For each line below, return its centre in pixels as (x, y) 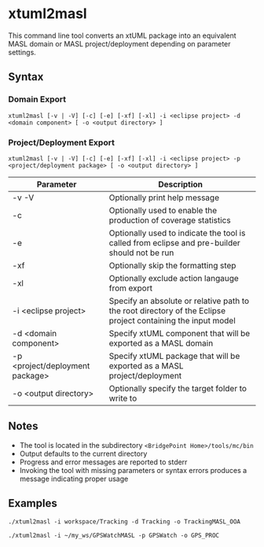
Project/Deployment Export (62, 142)
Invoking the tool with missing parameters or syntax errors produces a (133, 470)
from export (131, 288)
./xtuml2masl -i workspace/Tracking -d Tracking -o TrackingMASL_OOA (125, 521)
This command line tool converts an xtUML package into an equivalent (123, 35)
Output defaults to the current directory (83, 453)
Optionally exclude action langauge (174, 278)
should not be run (141, 253)
